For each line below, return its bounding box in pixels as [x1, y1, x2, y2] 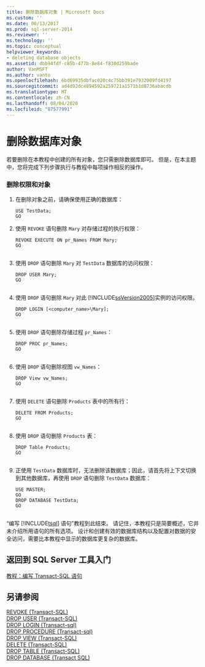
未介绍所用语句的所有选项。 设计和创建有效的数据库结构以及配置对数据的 [6, 527, 191, 534]
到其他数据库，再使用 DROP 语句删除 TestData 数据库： [15, 474, 152, 482]
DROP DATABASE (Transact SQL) [6, 654, 90, 661]
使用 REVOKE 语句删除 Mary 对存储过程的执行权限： [15, 225, 141, 232]
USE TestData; [15, 208, 52, 214]
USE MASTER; [15, 486, 46, 493]
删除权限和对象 [6, 181, 51, 189]
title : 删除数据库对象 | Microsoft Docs [6, 9, 105, 15]
